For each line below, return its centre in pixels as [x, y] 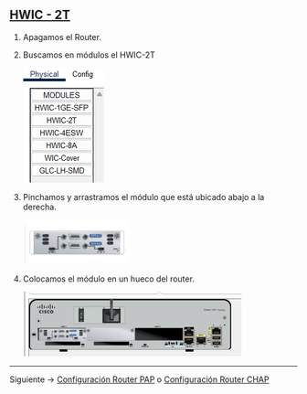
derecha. [39, 207]
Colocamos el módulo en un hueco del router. [108, 279]
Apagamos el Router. [62, 37]
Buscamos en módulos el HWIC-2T [89, 55]
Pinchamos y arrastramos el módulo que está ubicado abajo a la [143, 197]
